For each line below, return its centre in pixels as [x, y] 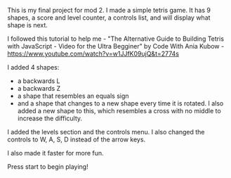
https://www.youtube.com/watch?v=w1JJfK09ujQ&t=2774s [93, 53]
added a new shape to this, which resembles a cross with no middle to [119, 111]
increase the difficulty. [50, 118]
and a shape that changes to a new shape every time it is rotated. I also [120, 103]
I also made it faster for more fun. [55, 153]
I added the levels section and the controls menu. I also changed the [106, 132]
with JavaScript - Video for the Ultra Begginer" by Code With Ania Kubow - [116, 46]
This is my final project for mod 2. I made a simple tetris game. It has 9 [109, 10]
